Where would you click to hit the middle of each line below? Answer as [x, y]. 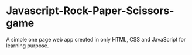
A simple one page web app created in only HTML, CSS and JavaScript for [96, 39]
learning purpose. [28, 46]
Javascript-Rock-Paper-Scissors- [90, 11]
